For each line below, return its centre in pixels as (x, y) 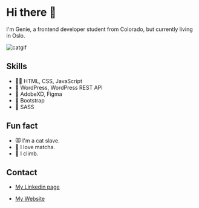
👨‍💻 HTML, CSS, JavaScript (49, 81)
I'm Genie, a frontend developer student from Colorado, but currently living (99, 29)
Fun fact (22, 126)
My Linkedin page (37, 187)
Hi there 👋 (31, 12)
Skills (17, 66)
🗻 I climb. (27, 153)
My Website (30, 199)
